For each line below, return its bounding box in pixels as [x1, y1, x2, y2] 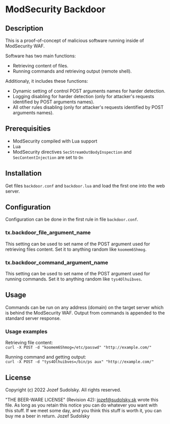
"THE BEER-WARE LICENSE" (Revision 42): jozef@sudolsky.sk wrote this [5, 396, 159, 403]
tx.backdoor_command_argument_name [5, 259, 108, 266]
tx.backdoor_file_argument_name [5, 229, 91, 236]
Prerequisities [5, 124, 51, 133]
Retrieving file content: [5, 340, 53, 346]
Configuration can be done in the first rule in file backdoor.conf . [5, 216, 139, 223]
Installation [5, 169, 42, 178]
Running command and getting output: [5, 354, 87, 360]
